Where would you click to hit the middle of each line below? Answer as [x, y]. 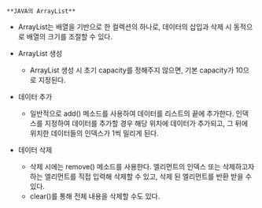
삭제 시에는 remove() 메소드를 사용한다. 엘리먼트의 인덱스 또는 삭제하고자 [142, 167]
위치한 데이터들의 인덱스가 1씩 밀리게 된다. [94, 133]
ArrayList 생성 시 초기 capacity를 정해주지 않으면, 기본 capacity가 [132, 70]
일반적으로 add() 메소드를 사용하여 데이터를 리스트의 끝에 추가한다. [132, 113]
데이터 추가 [35, 97]
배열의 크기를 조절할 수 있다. [69, 37]
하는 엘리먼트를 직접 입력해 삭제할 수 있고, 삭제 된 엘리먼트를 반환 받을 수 [141, 176]
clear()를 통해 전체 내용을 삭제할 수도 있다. [95, 196]
